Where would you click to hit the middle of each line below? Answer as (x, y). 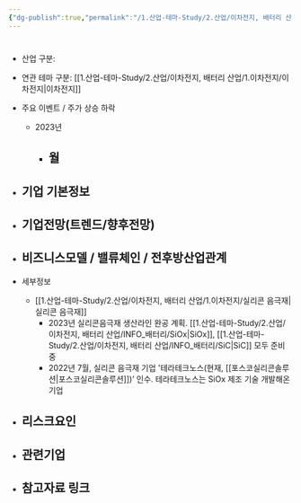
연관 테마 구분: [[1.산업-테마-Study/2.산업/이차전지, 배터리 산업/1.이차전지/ (151, 77)
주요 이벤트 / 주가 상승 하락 (68, 108)
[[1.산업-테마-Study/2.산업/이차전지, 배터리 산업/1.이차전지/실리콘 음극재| (163, 300)
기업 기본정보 (56, 191)
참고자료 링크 (56, 487)
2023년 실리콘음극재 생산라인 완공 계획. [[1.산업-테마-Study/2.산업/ (167, 322)
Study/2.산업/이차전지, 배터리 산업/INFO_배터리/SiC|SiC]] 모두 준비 (167, 345)
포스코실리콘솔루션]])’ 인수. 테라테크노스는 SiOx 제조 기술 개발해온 (174, 379)
